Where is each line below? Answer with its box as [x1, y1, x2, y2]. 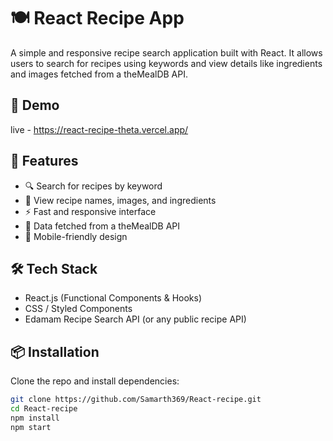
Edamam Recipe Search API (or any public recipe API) [24, 313, 247, 325]
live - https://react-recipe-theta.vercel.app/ [10, 123, 189, 135]
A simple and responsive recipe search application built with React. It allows [10, 46, 323, 59]
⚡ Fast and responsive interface [24, 205, 157, 217]
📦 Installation [10, 343, 100, 360]
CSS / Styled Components [24, 303, 133, 315]
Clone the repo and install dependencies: [10, 375, 180, 387]
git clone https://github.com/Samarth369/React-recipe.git [10, 395, 262, 405]
